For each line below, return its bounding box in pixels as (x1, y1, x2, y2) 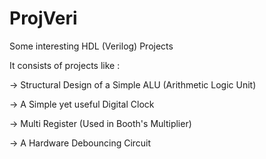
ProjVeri (9, 7, 78, 30)
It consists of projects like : (9, 59, 121, 71)
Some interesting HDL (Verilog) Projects (9, 40, 174, 52)
